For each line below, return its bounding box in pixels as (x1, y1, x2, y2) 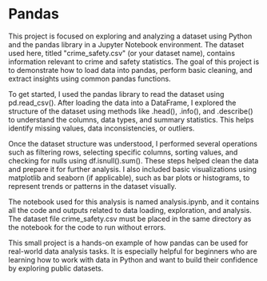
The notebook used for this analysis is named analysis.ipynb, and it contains (8, 197, 260, 207)
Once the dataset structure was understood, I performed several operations (8, 138, 258, 148)
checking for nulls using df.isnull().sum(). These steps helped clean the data (8, 155, 259, 165)
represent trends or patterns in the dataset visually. (8, 181, 177, 191)
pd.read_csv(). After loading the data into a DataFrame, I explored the (8, 98, 237, 107)
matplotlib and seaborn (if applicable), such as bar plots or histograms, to (8, 173, 250, 183)
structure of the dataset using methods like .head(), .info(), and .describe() (8, 106, 253, 116)
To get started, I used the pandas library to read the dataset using (8, 89, 225, 98)
